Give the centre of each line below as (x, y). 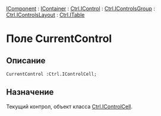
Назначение (30, 92)
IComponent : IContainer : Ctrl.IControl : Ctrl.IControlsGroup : (81, 9)
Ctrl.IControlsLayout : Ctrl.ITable (45, 15)
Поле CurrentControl (59, 39)
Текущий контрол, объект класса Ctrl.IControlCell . (69, 107)
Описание (26, 61)
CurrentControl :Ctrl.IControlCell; (51, 74)
